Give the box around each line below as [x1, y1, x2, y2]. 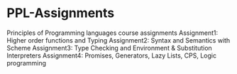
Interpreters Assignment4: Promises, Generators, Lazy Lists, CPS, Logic [6, 51, 217, 60]
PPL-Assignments [6, 5, 115, 21]
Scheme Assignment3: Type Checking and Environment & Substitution [6, 43, 212, 52]
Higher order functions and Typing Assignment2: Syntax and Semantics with [6, 36, 231, 44]
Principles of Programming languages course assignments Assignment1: [6, 28, 218, 37]
